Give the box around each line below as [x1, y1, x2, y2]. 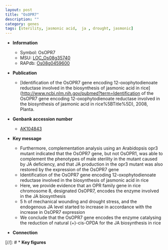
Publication [12, 70, 37, 76]
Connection [12, 229, 38, 236]
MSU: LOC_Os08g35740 [20, 55, 71, 61]
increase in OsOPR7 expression [20, 209, 85, 215]
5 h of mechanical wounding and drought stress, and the [20, 199, 137, 205]
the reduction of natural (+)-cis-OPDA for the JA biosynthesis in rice [20, 220, 161, 226]
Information [12, 40, 38, 46]
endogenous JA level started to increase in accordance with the [20, 204, 152, 210]
